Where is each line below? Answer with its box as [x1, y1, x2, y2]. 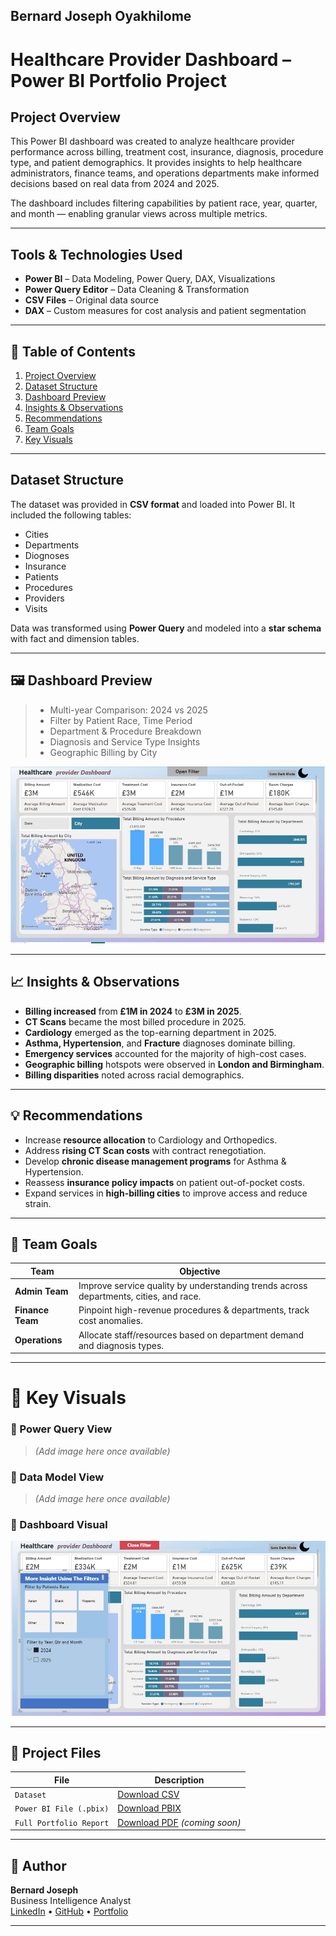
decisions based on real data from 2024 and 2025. [10, 178, 220, 190]
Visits [24, 602, 48, 614]
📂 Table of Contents [10, 343, 136, 360]
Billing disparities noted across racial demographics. [24, 1069, 245, 1081]
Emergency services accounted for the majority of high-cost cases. [24, 1047, 307, 1059]
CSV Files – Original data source [24, 294, 160, 306]
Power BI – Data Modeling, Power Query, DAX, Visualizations [24, 273, 276, 285]
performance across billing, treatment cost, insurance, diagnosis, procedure [10, 146, 324, 158]
